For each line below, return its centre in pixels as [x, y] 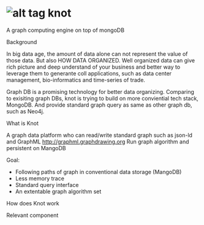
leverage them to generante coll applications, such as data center [89, 73]
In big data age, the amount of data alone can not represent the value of [97, 54]
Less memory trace [40, 178]
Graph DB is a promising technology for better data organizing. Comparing [100, 91]
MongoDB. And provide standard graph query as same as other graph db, [99, 105]
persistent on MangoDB [36, 148]
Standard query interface [47, 185]
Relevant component [32, 215]
